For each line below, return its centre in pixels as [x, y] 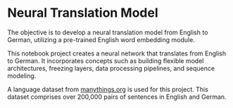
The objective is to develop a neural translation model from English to [108, 32]
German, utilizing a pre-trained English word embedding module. [101, 39]
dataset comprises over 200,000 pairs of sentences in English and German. [117, 97]
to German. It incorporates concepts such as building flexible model [106, 60]
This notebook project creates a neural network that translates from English [117, 53]
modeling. [22, 76]
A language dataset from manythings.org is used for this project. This [108, 89]
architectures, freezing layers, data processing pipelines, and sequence [111, 68]
